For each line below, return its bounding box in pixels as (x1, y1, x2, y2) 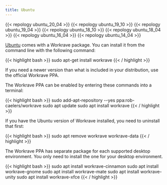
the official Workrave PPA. (5, 72, 59, 78)
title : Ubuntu (5, 7, 35, 13)
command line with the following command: (5, 47, 96, 53)
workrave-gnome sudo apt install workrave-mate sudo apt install (5, 168, 139, 174)
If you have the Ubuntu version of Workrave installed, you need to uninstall (5, 117, 160, 124)
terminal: (5, 87, 24, 94)
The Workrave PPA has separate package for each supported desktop (5, 148, 150, 154)
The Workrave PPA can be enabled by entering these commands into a (5, 82, 152, 88)
